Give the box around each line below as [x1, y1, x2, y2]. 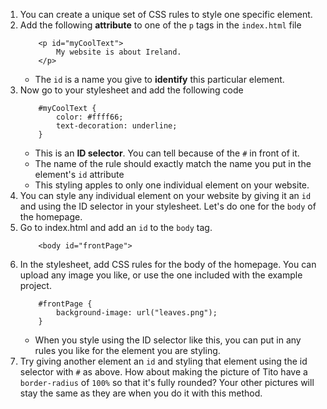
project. [19, 280, 52, 291]
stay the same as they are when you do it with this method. [19, 387, 263, 399]
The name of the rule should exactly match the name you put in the [34, 158, 312, 169]
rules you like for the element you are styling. [34, 345, 221, 356]
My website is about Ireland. [56, 47, 182, 57]
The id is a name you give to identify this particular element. [34, 74, 285, 85]
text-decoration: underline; [56, 121, 178, 131]
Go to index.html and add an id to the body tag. [19, 222, 213, 233]
